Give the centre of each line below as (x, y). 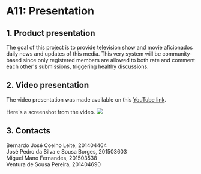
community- (177, 54)
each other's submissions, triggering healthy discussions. (77, 66)
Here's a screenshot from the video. (51, 112)
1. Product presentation (51, 33)
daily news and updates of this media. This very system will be (84, 54)
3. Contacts (28, 131)
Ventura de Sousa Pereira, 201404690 (53, 164)
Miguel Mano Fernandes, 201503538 (52, 158)
